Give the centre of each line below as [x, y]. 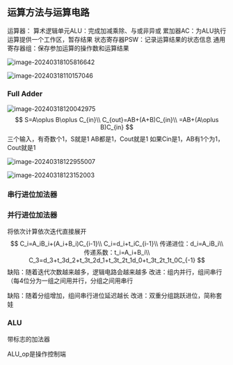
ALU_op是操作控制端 [37, 354]
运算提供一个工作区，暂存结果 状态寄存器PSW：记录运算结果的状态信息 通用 [116, 39]
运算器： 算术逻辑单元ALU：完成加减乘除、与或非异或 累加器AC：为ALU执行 [117, 31]
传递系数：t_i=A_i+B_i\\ [117, 253]
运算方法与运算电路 [48, 13]
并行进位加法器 [32, 215]
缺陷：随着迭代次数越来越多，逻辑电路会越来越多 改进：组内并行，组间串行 [115, 272]
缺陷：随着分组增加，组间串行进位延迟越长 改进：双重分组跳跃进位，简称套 [115, 296]
